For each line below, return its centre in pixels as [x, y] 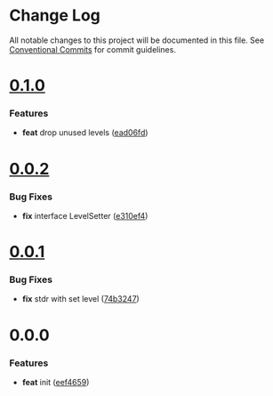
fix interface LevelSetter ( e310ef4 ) [85, 215]
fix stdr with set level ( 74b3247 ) [80, 299]
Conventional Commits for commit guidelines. [92, 49]
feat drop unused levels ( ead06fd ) [85, 133]
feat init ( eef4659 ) [56, 382]
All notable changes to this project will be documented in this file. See [137, 40]
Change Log [55, 16]
